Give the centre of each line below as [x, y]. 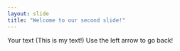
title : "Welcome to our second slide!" [67, 20]
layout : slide [28, 14]
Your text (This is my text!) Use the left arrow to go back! [90, 40]
